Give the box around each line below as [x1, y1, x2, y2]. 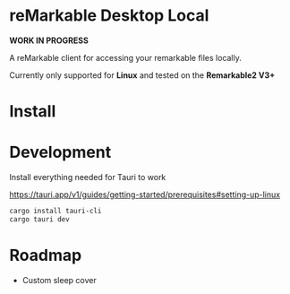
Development [9, 143, 112, 162]
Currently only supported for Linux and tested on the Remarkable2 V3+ [9, 69, 276, 81]
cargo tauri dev [9, 214, 70, 224]
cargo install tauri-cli [9, 207, 102, 216]
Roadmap [9, 246, 82, 265]
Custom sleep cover [21, 274, 97, 285]
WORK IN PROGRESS [9, 35, 90, 46]
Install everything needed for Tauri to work [9, 172, 166, 183]
